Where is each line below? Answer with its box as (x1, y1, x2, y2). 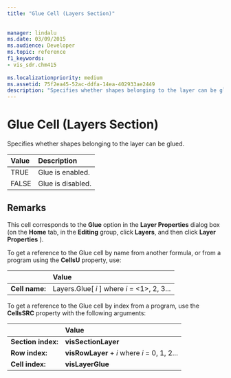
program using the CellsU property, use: (7, 256, 122, 264)
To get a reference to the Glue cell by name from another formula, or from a (7, 248, 221, 257)
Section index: (10, 337, 58, 346)
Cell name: (10, 283, 47, 293)
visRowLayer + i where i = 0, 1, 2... (65, 348, 179, 357)
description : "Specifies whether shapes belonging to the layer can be (7, 87, 217, 94)
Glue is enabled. (37, 168, 91, 177)
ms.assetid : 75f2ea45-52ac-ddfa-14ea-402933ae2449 (7, 81, 155, 88)
